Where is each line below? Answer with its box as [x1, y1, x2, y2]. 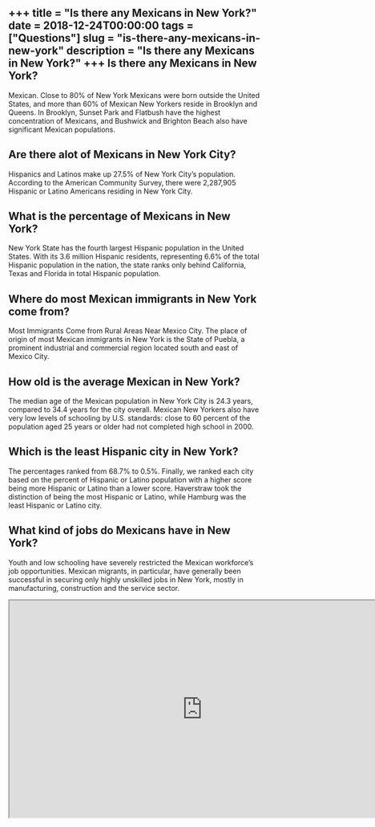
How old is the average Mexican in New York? [8, 375, 240, 389]
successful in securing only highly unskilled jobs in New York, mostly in [8, 574, 244, 585]
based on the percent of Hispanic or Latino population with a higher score [8, 475, 252, 484]
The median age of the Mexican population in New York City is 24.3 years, [8, 397, 254, 406]
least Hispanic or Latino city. [8, 500, 103, 510]
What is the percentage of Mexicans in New [8, 210, 231, 223]
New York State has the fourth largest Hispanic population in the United [8, 243, 244, 253]
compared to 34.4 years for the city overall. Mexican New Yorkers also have [8, 405, 260, 414]
